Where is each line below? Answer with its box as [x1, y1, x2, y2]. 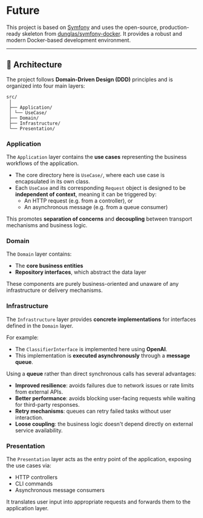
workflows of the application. [6, 160, 79, 167]
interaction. [14, 413, 43, 421]
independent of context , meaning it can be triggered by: [14, 191, 157, 198]
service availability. [14, 427, 63, 434]
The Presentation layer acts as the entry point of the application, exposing [6, 455, 192, 462]
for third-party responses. [14, 401, 80, 408]
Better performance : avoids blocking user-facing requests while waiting [14, 394, 196, 402]
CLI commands [14, 480, 53, 487]
